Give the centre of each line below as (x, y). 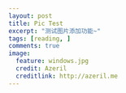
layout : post (30, 16)
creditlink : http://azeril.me (67, 76)
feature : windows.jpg (52, 61)
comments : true (34, 46)
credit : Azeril (41, 69)
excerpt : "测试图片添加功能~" (55, 31)
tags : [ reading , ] (39, 38)
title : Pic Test (36, 23)
